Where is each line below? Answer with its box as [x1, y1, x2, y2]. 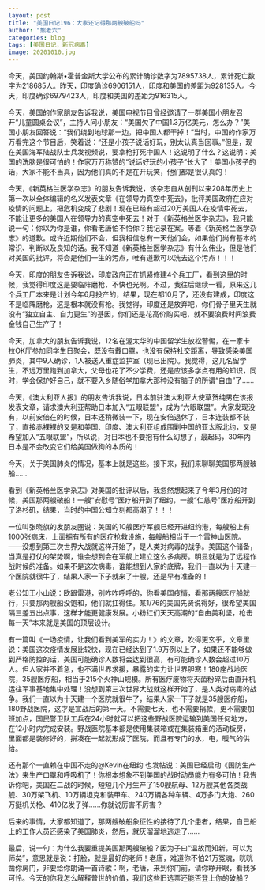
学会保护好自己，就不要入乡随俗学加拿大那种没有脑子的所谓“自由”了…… [21, 376, 255, 384]
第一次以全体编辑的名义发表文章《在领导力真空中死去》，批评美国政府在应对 [8, 194, 254, 203]
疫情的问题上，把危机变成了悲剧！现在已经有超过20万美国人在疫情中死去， [8, 203, 252, 213]
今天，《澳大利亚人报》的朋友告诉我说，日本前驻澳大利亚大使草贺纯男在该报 [8, 392, 254, 402]
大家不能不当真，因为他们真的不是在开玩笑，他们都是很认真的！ [21, 167, 230, 176]
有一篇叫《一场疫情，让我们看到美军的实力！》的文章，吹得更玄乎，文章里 [8, 634, 250, 644]
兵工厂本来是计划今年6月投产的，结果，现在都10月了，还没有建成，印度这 [14, 290, 255, 299]
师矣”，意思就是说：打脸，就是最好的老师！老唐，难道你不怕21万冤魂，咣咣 [8, 854, 254, 862]
